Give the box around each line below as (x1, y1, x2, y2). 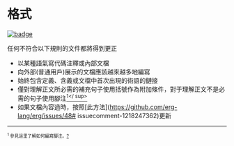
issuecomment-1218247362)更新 (77, 111, 172, 120)
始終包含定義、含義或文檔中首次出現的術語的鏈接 (17, 76, 158, 84)
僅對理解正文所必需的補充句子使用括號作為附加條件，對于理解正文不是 (17, 85, 219, 93)
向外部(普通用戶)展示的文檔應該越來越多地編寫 (17, 67, 151, 76)
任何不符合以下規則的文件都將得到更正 (7, 44, 117, 52)
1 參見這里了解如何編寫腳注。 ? (7, 131, 70, 139)
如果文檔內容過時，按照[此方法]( (17, 102, 110, 111)
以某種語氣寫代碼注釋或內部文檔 (17, 58, 109, 67)
